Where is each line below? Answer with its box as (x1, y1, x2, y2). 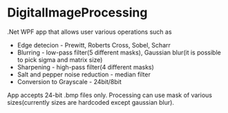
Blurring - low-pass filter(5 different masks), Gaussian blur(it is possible (17, 48, 221, 56)
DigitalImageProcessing (7, 5, 148, 21)
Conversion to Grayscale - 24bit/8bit (17, 77, 122, 85)
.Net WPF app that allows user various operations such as (7, 28, 172, 36)
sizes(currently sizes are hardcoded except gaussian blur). (7, 98, 175, 106)
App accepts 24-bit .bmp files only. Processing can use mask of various (7, 91, 213, 99)
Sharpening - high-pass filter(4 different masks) (17, 63, 154, 71)
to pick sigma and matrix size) (17, 55, 103, 63)
